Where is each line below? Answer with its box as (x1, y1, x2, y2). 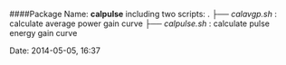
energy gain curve (9, 28, 78, 38)
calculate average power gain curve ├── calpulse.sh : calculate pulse (9, 18, 270, 29)
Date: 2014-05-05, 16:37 (9, 45, 101, 56)
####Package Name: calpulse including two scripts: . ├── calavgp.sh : (9, 9, 278, 19)
